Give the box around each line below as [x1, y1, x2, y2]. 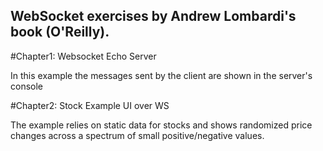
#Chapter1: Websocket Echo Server [10, 50, 157, 62]
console [10, 80, 44, 92]
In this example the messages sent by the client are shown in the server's [10, 69, 313, 81]
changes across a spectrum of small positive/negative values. [10, 129, 265, 141]
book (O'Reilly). [10, 24, 110, 41]
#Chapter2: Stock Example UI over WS [10, 99, 170, 111]
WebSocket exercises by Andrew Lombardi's [10, 8, 297, 25]
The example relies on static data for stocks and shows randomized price [10, 119, 313, 131]
